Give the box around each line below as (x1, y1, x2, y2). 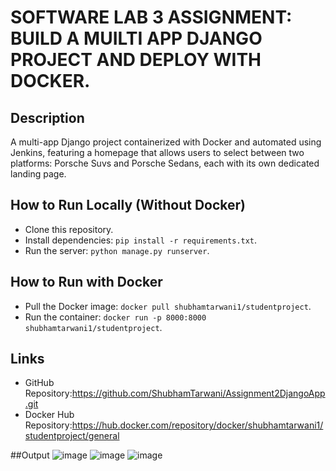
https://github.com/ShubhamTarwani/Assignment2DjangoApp (71, 387, 326, 400)
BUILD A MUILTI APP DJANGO (10, 27, 263, 50)
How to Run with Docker (10, 274, 163, 291)
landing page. (10, 168, 67, 180)
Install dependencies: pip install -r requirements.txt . (24, 234, 258, 246)
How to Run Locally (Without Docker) (10, 197, 246, 214)
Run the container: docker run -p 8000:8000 (24, 311, 207, 323)
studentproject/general (24, 430, 120, 442)
